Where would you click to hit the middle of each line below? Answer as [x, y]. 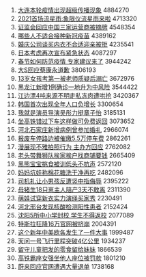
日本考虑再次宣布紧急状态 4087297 [67, 53]
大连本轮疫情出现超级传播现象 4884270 [73, 10]
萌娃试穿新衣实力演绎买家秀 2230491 [70, 198]
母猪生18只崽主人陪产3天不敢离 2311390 [74, 189]
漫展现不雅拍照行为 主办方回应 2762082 [74, 147]
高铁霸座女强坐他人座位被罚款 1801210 [71, 258]
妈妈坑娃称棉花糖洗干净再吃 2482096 [70, 172]
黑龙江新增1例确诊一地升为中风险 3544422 [78, 87]
